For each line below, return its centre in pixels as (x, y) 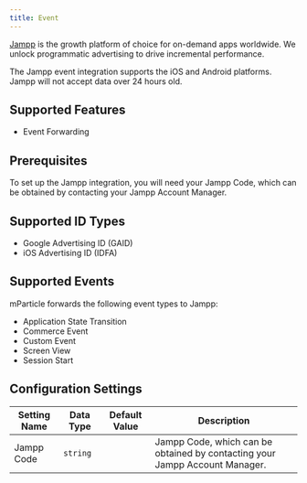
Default (126, 414)
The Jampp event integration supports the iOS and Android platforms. (141, 71)
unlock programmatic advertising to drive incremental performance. (137, 54)
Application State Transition (75, 321)
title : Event (34, 18)
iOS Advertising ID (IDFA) (70, 253)
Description (224, 420)
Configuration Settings (76, 389)
